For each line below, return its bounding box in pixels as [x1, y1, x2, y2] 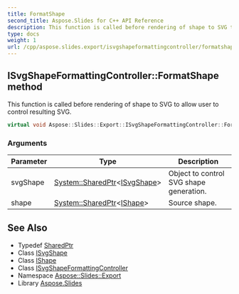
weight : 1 [7, 37, 37, 44]
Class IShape [17, 256, 57, 264]
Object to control [168, 168, 225, 178]
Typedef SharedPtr [17, 241, 74, 249]
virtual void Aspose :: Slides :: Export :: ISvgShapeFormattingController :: [7, 121, 224, 128]
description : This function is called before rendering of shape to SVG [7, 23, 228, 31]
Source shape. [168, 197, 217, 207]
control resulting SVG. [7, 107, 72, 116]
